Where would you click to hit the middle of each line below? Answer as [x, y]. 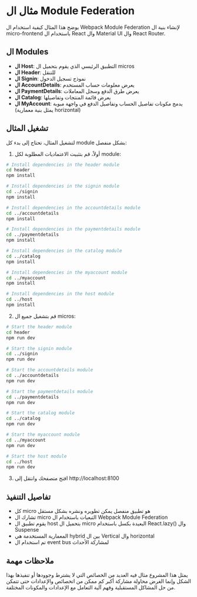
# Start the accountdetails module [50, 370]
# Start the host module [36, 456]
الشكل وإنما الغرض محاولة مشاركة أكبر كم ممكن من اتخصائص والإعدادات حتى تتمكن [98, 581]
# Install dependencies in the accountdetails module [74, 208]
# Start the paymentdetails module [50, 391]
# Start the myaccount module [43, 435]
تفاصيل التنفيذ [29, 497]
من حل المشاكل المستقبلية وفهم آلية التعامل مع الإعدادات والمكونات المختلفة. [91, 587]
